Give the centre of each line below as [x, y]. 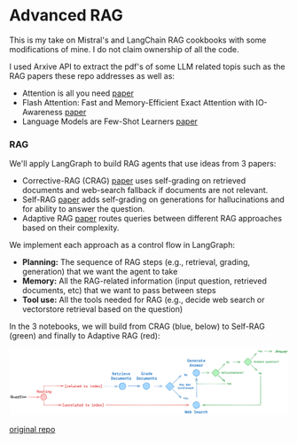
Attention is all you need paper [78, 93]
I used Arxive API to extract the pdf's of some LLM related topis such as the [147, 66]
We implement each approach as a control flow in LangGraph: [122, 245]
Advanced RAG [66, 16]
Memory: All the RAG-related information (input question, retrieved [145, 281]
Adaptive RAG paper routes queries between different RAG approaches [152, 219]
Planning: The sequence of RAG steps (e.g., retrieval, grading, [136, 262]
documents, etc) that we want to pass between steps [119, 291]
